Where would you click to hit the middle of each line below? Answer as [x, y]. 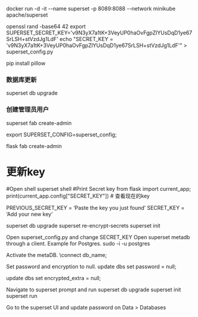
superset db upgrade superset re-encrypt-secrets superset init [83, 225]
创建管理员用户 [28, 109]
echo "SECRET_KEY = [86, 39]
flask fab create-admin [34, 146]
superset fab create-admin [39, 123]
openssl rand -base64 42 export [46, 26]
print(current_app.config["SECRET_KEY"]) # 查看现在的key [78, 196]
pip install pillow [26, 63]
